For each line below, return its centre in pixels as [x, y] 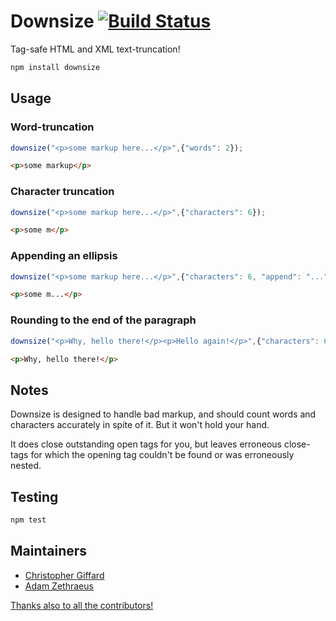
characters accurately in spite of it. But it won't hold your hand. [140, 425]
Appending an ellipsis [64, 256]
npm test [28, 520]
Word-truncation [52, 127]
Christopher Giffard [64, 575]
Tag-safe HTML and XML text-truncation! [95, 49]
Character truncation [62, 192]
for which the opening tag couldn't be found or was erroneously [162, 455]
